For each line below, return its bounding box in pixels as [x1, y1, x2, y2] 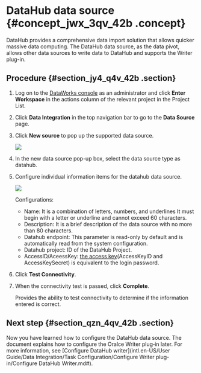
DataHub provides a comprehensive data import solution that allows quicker [6, 36, 194, 43]
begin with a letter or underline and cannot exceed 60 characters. [23, 214, 187, 221]
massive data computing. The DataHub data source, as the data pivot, [6, 43, 179, 50]
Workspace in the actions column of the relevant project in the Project [14, 95, 190, 103]
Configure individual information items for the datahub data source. [14, 173, 182, 180]
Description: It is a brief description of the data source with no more [23, 220, 193, 228]
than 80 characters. [23, 227, 73, 234]
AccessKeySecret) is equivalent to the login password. [23, 259, 159, 266]
